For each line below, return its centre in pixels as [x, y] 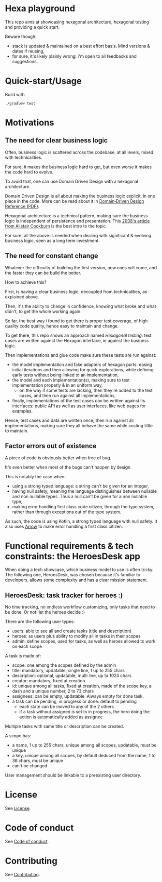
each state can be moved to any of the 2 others [66, 707]
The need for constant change [52, 256]
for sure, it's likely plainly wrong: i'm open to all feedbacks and [74, 56]
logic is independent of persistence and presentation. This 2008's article [77, 221]
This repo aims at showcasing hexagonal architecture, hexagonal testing [77, 22]
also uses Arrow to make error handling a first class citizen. [64, 526]
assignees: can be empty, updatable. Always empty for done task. [78, 696]
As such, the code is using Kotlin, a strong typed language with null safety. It [81, 521]
